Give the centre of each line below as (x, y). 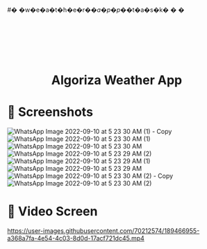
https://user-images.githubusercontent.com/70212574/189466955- (104, 231)
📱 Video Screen (52, 212)
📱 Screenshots (50, 112)
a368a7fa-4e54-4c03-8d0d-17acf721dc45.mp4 (76, 239)
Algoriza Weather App (117, 81)
